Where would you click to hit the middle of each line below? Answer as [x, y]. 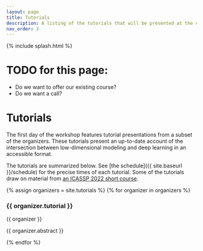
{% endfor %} [24, 243]
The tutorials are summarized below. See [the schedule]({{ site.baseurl [94, 166]
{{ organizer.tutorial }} [40, 206]
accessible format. [29, 154]
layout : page [23, 12]
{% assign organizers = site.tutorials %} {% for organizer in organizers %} [98, 191]
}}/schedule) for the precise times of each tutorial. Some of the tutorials [95, 172]
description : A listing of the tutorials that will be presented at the [100, 23]
